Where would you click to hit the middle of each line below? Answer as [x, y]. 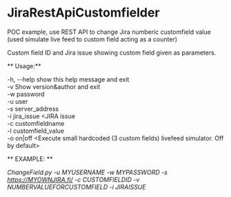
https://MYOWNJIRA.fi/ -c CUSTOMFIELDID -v [73, 179]
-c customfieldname [36, 123]
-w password [26, 94]
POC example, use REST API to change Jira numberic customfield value [109, 32]
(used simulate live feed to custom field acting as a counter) [92, 39]
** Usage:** [24, 66]
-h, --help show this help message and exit [68, 79]
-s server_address [33, 109]
